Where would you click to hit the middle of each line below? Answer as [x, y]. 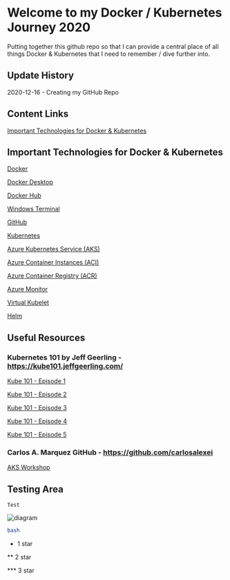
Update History [41, 76]
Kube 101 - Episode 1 [36, 381]
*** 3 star [21, 570]
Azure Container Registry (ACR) [52, 276]
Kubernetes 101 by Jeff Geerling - [65, 357]
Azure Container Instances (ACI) [53, 262]
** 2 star [19, 557]
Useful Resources [46, 337]
